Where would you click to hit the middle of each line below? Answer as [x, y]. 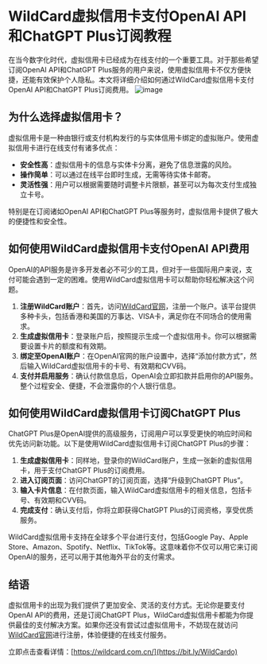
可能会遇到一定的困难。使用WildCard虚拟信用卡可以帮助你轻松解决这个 [131, 279]
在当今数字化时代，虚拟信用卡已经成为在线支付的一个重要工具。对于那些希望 [133, 60]
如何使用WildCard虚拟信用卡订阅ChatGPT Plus [124, 413]
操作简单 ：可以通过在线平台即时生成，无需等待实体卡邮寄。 [117, 174]
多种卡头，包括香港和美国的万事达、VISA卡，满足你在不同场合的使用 [132, 316]
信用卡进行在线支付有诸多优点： [67, 147]
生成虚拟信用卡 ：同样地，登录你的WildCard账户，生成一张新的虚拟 [129, 460]
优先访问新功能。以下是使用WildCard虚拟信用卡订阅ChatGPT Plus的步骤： [130, 444]
